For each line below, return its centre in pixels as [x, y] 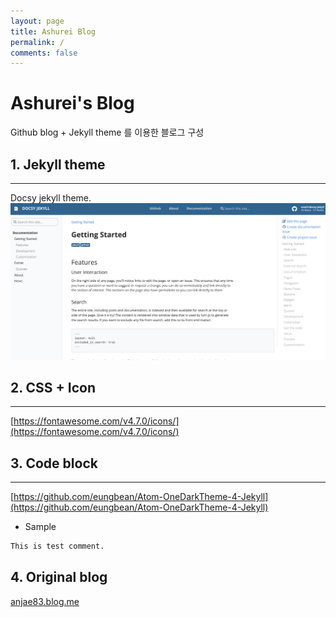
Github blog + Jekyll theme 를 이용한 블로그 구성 [107, 132]
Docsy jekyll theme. [51, 198]
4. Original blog [59, 577]
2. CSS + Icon [53, 387]
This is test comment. [57, 546]
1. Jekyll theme [58, 164]
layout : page [37, 21]
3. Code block [54, 463]
